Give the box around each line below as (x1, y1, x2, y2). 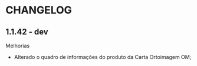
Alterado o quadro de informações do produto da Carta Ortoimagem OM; (14, 54, 192, 60)
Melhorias (5, 42, 30, 49)
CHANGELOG (5, 4, 72, 17)
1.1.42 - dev (5, 27, 48, 37)
